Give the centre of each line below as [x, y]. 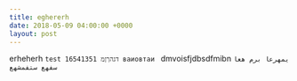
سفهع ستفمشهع [33, 68]
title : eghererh [39, 17]
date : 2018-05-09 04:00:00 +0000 [71, 26]
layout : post [33, 33]
